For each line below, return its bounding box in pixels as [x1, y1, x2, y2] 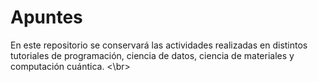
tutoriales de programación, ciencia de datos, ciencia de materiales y [10, 49, 295, 61]
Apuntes [10, 6, 83, 29]
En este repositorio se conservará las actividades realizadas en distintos [10, 39, 308, 51]
